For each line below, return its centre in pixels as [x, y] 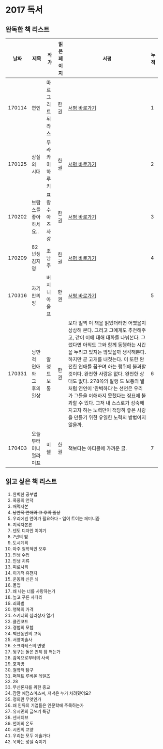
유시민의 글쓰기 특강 [31, 711]
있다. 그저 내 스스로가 [107, 403]
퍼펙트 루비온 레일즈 [31, 676]
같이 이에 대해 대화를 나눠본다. [107, 337]
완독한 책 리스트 [28, 29]
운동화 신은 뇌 [25, 579]
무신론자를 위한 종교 [31, 687]
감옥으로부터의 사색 [31, 657]
